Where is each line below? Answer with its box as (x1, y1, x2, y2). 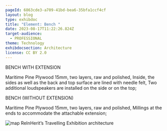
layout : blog (5, 12, 33, 17)
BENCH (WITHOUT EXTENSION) (5, 95, 74, 101)
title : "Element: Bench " (5, 21, 60, 27)
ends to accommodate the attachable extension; (5, 110, 107, 116)
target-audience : (5, 31, 42, 36)
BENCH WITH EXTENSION (5, 64, 61, 70)
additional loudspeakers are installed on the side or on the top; (5, 85, 137, 91)
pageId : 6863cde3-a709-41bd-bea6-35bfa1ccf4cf (5, 7, 106, 13)
